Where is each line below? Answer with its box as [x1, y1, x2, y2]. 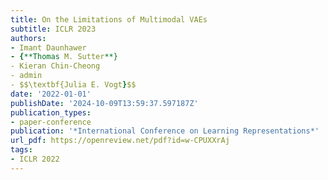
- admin [10, 71, 43, 81]
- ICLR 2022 [10, 154, 60, 164]
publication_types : [10, 107, 92, 118]
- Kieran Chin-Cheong [10, 61, 101, 71]
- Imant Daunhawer [10, 42, 87, 53]
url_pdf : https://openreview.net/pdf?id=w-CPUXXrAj [10, 136, 230, 146]
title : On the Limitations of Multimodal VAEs [10, 14, 208, 25]
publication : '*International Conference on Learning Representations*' [10, 126, 320, 136]
